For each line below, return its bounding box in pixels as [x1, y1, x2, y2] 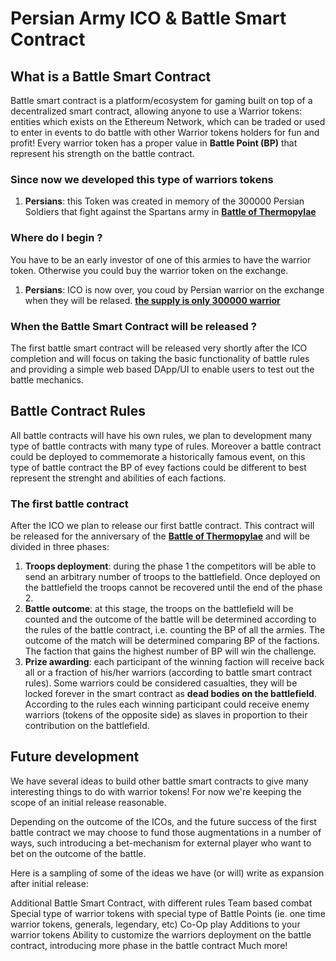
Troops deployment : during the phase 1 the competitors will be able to [24, 560, 317, 572]
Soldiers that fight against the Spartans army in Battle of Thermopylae [24, 206, 317, 218]
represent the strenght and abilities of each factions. [10, 472, 227, 484]
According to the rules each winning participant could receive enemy [24, 698, 310, 710]
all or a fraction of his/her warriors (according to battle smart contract [24, 667, 313, 678]
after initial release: [10, 877, 89, 889]
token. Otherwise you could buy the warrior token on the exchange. [10, 264, 289, 276]
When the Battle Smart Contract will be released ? [10, 319, 257, 333]
